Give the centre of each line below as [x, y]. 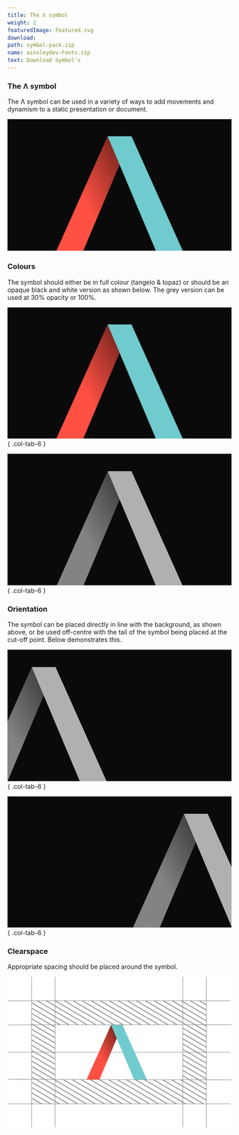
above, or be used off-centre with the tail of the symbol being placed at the [117, 632]
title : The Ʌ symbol [38, 15]
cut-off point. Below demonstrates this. [65, 640]
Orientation [27, 609]
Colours [21, 266]
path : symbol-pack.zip [41, 45]
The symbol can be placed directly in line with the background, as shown [115, 624]
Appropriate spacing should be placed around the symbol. [92, 967]
